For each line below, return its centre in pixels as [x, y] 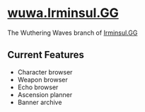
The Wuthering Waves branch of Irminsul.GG [72, 33]
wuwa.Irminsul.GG [63, 13]
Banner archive [40, 102]
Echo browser [38, 87]
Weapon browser [43, 79]
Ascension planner [45, 94]
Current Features [46, 55]
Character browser [45, 72]
